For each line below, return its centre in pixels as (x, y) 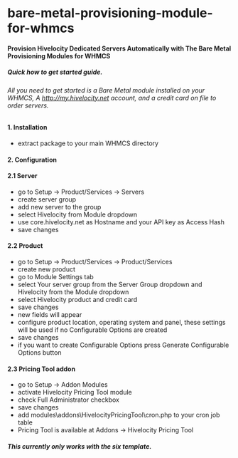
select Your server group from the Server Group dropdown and (110, 284)
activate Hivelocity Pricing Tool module (75, 392)
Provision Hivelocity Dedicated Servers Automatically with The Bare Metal (119, 48)
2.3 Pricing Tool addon (42, 369)
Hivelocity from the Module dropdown (73, 292)
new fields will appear (50, 314)
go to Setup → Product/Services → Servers (81, 192)
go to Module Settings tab (55, 276)
